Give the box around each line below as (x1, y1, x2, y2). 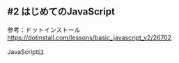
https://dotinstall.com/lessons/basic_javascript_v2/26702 (7, 33, 172, 42)
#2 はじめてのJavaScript (7, 6, 115, 18)
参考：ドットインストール (7, 26, 81, 34)
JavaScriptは (7, 47, 45, 56)
